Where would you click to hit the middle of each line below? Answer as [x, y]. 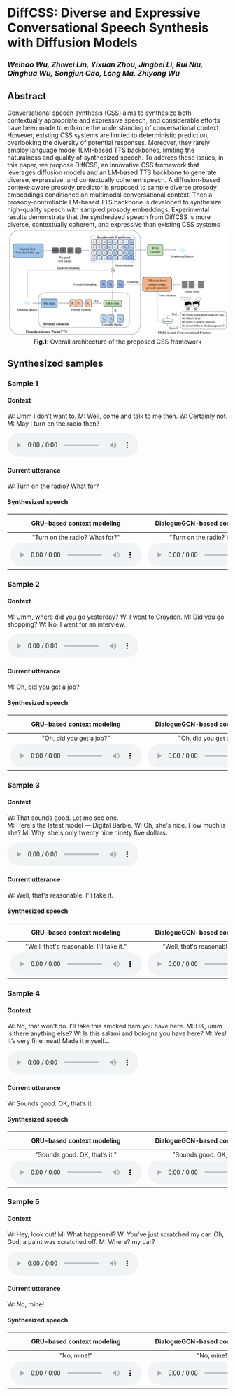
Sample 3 [24, 786]
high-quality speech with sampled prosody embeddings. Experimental [108, 209]
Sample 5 [23, 1202]
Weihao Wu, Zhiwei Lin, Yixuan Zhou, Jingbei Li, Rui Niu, [105, 64]
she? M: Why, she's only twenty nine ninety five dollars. [87, 832]
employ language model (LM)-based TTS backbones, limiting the [101, 150]
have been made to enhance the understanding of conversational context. [114, 127]
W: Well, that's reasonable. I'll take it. [60, 895]
